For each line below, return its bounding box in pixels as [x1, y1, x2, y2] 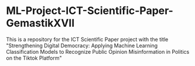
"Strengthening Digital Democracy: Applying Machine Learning [6, 42, 158, 49]
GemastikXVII [6, 16, 75, 30]
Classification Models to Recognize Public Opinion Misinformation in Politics [6, 48, 190, 55]
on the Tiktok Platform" [6, 54, 63, 61]
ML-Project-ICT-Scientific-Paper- [6, 4, 174, 18]
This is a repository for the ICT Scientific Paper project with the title [6, 36, 169, 43]
